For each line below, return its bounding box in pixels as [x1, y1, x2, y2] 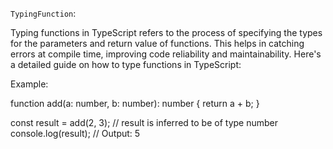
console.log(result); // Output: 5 [10, 128, 141, 139]
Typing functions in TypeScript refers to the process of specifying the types [10, 27, 323, 38]
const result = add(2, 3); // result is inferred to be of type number [10, 117, 278, 128]
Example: [10, 78, 49, 90]
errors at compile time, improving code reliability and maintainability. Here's [10, 48, 322, 60]
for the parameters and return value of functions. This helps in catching [10, 38, 305, 49]
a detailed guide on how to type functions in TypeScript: [10, 59, 242, 70]
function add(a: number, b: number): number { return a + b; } [10, 98, 260, 109]
